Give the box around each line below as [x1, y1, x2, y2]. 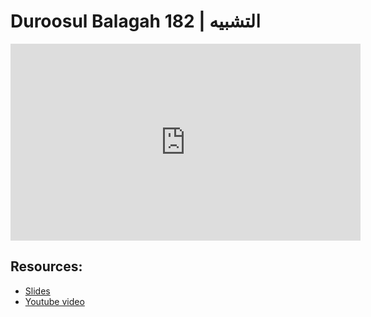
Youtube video [24, 295, 85, 307]
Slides [24, 285, 51, 297]
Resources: [10, 258, 83, 275]
